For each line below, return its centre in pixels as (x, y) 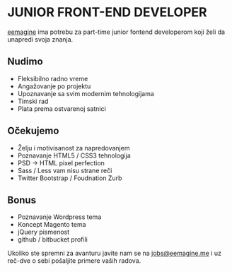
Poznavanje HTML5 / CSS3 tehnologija (74, 155)
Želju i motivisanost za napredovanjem (74, 148)
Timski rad (33, 101)
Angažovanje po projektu (54, 86)
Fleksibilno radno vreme (53, 78)
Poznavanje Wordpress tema (59, 217)
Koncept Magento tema (52, 225)
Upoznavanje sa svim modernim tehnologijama (86, 93)
